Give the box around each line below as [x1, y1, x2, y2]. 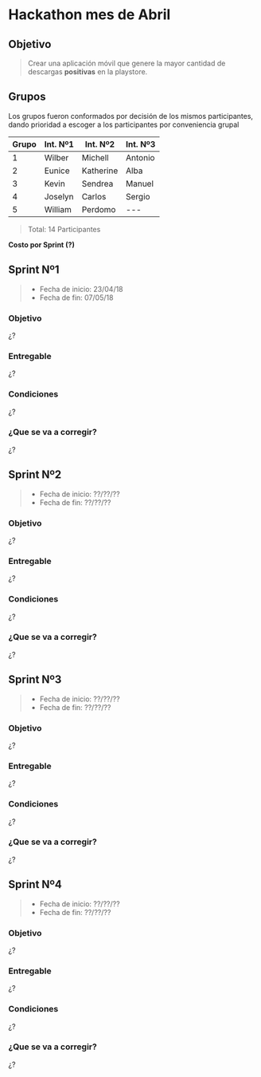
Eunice [44, 165, 70, 176]
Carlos [81, 191, 107, 202]
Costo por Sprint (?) [8, 239, 76, 249]
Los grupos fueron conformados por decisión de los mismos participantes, [8, 111, 253, 120]
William [44, 203, 72, 215]
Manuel [126, 178, 154, 189]
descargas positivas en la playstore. [27, 67, 148, 77]
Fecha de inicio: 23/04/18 [39, 284, 123, 294]
